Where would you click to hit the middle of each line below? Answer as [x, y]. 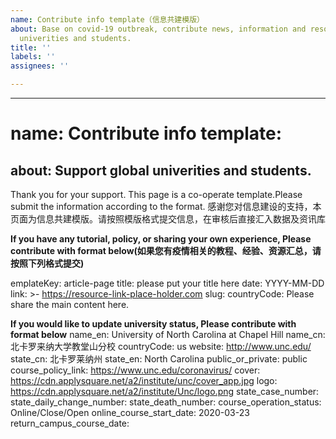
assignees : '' [40, 66]
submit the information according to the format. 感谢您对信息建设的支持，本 [166, 206]
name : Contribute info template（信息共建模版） [107, 19]
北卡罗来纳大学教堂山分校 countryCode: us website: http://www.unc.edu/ [161, 346]
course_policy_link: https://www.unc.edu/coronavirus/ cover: [135, 370]
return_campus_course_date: [70, 423]
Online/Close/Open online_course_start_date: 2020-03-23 [130, 412]
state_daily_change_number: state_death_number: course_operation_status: [166, 402]
